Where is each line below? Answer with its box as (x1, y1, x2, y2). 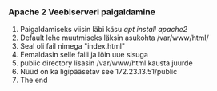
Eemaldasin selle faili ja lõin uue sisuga (19, 50, 148, 60)
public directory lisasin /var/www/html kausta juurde (19, 58, 194, 68)
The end (19, 75, 48, 85)
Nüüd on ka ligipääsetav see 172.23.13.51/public (19, 67, 178, 77)
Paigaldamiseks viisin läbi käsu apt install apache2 (19, 25, 188, 34)
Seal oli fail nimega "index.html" (19, 42, 126, 51)
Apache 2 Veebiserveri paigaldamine (8, 6, 156, 18)
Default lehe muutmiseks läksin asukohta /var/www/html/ (19, 33, 210, 42)
